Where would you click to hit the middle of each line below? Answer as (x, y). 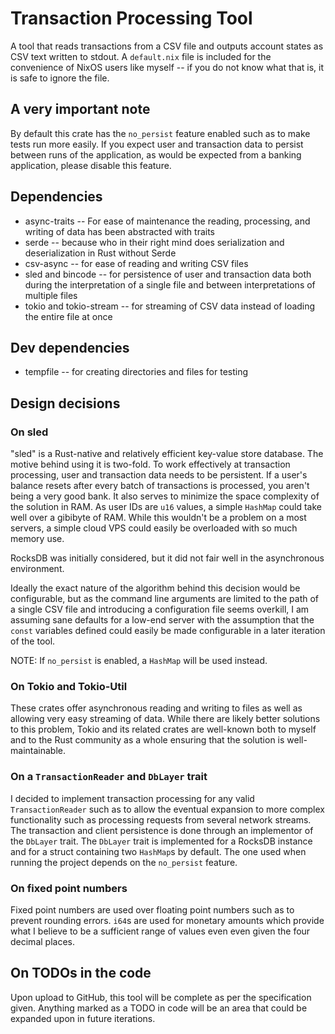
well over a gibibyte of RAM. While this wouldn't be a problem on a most (158, 518)
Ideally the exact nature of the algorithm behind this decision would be (155, 588)
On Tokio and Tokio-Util (69, 686)
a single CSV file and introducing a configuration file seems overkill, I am (160, 609)
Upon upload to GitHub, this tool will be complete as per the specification (161, 997)
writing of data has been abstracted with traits (120, 231)
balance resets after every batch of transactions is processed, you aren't (160, 486)
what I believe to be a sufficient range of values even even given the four (160, 931)
